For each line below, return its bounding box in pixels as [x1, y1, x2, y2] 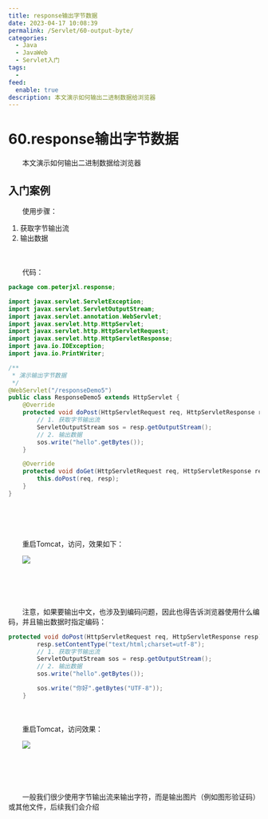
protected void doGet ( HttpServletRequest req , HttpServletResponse [22, 468, 251, 476]
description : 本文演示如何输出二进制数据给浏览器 [8, 93, 156, 101]
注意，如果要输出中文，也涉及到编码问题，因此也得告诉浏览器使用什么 [22, 607, 253, 616]
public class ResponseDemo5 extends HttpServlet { [8, 394, 180, 402]
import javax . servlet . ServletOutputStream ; [8, 305, 156, 313]
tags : [8, 64, 26, 72]
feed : [8, 78, 26, 86]
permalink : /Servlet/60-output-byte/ [8, 26, 134, 34]
